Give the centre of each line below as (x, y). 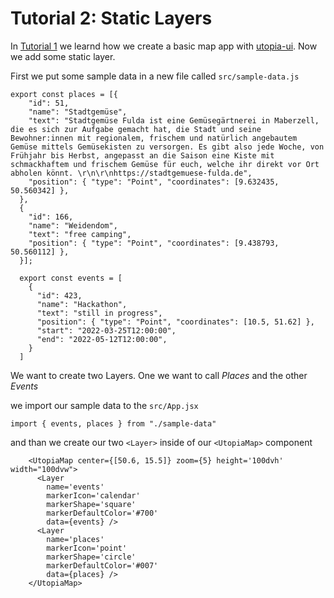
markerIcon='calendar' (93, 495)
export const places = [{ (64, 94)
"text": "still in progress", (99, 313)
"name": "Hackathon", (82, 304)
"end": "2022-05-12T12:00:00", (102, 339)
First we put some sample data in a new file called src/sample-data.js (155, 76)
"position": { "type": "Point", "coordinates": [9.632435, (154, 182)
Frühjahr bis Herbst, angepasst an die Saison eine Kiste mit (142, 155)
